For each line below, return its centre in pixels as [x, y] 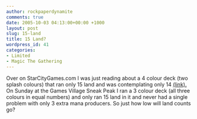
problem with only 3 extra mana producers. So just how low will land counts [99, 103]
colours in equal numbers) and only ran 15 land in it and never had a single [97, 97]
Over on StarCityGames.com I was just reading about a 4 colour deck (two [97, 78]
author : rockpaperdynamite [39, 12]
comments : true [25, 17]
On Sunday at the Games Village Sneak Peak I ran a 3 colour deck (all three [98, 91]
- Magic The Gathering [34, 61]
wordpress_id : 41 [28, 45]
